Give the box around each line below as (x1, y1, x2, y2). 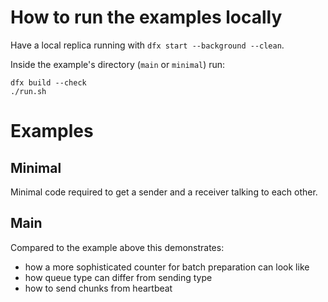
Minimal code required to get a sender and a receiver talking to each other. (10, 186, 318, 198)
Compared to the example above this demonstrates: (10, 241, 225, 253)
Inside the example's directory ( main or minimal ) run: (10, 58, 226, 70)
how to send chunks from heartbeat (24, 282, 173, 294)
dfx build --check (10, 77, 87, 88)
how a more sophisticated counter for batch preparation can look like (24, 261, 310, 273)
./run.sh (10, 86, 47, 96)
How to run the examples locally (10, 6, 283, 29)
